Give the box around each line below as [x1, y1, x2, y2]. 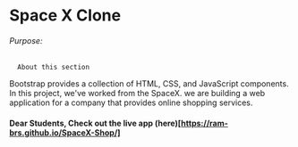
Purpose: [9, 35, 43, 45]
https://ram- [180, 118, 228, 128]
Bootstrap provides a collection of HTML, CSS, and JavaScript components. [9, 78, 289, 89]
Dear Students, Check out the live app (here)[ [9, 118, 182, 128]
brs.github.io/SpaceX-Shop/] [9, 127, 121, 138]
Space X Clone [9, 5, 122, 26]
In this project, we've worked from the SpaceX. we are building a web [9, 88, 266, 99]
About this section [17, 63, 90, 72]
